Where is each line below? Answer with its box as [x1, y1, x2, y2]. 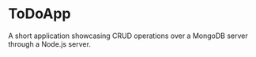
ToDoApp [8, 5, 71, 23]
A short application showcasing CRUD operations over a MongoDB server [8, 31, 248, 40]
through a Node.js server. [8, 39, 91, 48]
